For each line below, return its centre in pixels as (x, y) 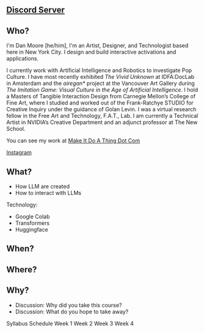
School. (16, 129)
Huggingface (31, 230)
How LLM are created (42, 186)
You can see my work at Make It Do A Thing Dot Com (73, 141)
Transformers (32, 223)
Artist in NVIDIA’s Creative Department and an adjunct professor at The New (102, 122)
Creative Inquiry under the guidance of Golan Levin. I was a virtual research (101, 109)
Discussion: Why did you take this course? (68, 305)
